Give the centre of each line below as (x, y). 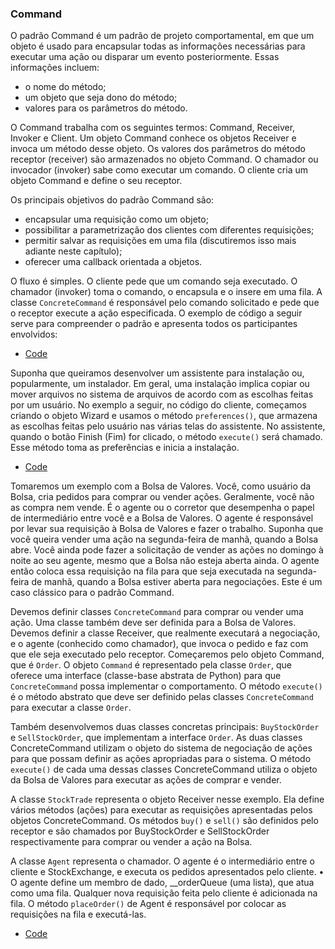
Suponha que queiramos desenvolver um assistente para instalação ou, (157, 373)
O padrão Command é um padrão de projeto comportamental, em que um (162, 36)
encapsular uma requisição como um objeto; (116, 219)
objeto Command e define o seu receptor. (96, 181)
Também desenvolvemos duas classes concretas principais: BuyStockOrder (165, 727)
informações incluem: (55, 68)
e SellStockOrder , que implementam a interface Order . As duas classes (156, 738)
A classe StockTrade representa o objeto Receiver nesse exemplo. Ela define (167, 799)
